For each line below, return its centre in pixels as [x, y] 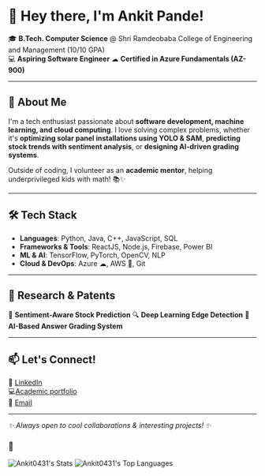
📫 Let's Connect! [52, 360]
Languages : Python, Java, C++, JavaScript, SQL [99, 238]
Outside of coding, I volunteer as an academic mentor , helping [110, 170]
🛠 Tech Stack [43, 215]
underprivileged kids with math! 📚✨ [67, 179]
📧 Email [21, 403]
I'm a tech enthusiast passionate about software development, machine [126, 121]
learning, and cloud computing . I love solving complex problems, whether [129, 129]
